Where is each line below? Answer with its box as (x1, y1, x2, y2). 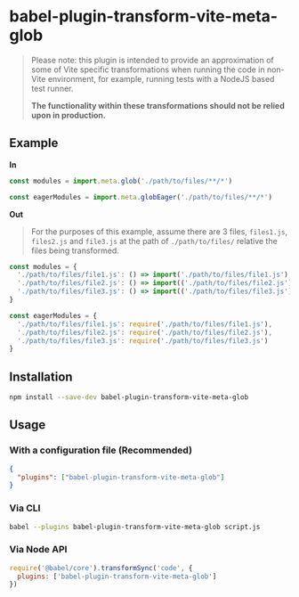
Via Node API (9, 544, 68, 556)
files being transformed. (30, 245, 120, 256)
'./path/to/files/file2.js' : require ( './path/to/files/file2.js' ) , (17, 328, 273, 337)
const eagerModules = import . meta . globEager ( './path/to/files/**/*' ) (9, 192, 273, 201)
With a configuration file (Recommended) (9, 444, 193, 456)
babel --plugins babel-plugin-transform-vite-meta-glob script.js (9, 522, 261, 531)
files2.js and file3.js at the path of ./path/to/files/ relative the (30, 235, 278, 246)
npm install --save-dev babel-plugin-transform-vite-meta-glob (9, 393, 249, 402)
